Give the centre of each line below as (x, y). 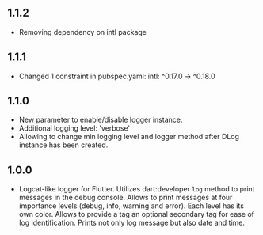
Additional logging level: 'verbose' (74, 128)
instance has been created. (63, 145)
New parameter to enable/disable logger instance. (101, 120)
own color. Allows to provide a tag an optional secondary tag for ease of (137, 214)
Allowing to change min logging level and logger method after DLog (129, 137)
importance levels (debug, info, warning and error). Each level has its (131, 206)
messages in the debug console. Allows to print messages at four (126, 198)
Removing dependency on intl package (83, 32)
